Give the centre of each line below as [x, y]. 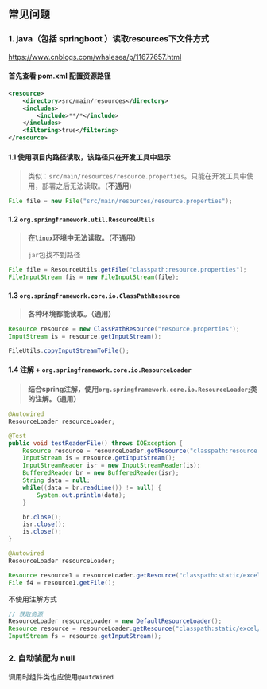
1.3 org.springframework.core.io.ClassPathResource [94, 295]
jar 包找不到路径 [54, 255]
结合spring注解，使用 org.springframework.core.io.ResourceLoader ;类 [143, 390]
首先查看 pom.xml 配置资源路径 [60, 76]
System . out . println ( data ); [81, 495]
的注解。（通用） [54, 399]
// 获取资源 [26, 614]
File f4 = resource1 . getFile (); [62, 583]
